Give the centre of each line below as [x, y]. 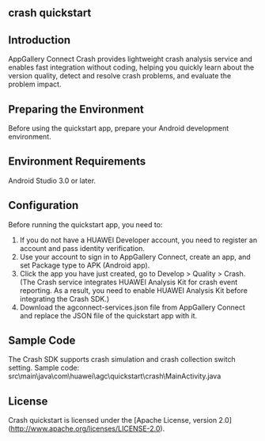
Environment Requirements [77, 162]
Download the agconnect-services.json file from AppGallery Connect [132, 307]
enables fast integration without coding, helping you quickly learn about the [131, 67]
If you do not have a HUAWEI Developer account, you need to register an [138, 240]
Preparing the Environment [76, 109]
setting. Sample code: [44, 368]
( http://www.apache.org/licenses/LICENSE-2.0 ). [87, 429]
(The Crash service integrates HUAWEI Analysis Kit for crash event [129, 282]
